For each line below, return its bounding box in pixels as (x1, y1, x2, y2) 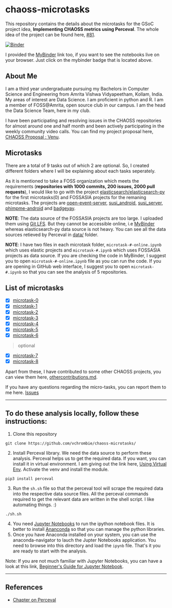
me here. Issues (5, 389, 39, 396)
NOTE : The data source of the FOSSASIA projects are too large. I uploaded (5, 215, 163, 221)
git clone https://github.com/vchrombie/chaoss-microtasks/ (5, 441, 137, 446)
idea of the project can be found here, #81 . (5, 31, 96, 38)
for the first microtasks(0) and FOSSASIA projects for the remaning (5, 194, 147, 200)
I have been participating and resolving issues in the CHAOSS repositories (5, 117, 162, 123)
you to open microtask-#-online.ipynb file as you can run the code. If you (5, 258, 161, 264)
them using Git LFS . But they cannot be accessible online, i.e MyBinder (5, 220, 155, 227)
